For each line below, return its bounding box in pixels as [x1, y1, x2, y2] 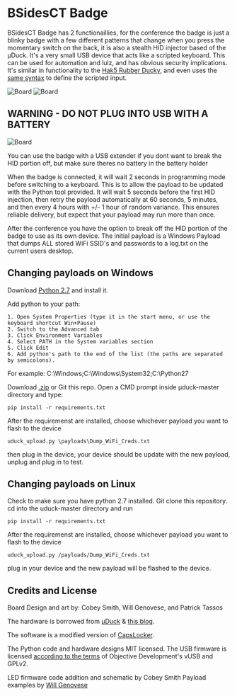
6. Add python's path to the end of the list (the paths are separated [7, 350, 223, 358]
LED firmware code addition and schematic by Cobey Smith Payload [7, 673, 207, 682]
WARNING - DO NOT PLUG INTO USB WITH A [7, 108, 209, 120]
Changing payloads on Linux [7, 478, 136, 490]
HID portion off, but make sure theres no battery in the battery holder [7, 159, 209, 167]
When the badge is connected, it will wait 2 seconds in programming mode [7, 172, 226, 181]
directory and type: [7, 390, 64, 399]
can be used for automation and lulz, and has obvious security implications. [7, 58, 228, 67]
